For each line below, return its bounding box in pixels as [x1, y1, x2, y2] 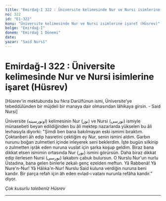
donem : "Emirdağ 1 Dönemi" [5, 30, 61, 35]
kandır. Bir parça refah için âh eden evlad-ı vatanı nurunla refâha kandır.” [5, 170, 153, 176]
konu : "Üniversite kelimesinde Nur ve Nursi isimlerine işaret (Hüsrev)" [5, 21, 161, 26]
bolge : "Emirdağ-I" [5, 26, 45, 31]
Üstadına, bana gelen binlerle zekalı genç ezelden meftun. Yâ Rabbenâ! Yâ [5, 160, 157, 166]
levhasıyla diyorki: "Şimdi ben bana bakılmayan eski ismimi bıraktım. [5, 128, 143, 134]
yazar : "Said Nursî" [5, 40, 48, 44]
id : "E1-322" [5, 16, 32, 21]
